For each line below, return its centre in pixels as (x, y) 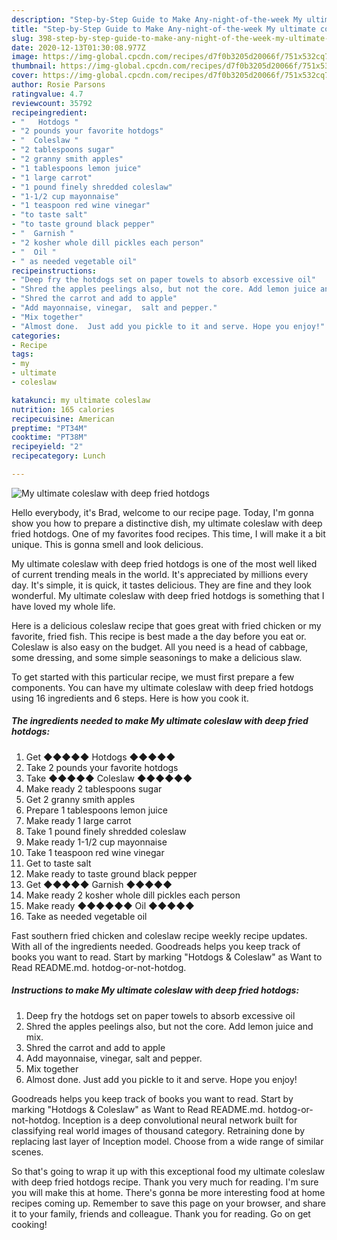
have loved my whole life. (63, 606)
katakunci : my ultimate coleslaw (81, 400)
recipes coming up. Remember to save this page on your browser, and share (168, 1203)
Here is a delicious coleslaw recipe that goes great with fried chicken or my (166, 625)
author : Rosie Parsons (58, 85)
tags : (22, 354)
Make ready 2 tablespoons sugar (94, 788)
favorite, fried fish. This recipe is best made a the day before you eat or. (159, 636)
